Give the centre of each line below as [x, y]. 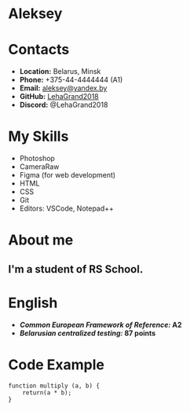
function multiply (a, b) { [54, 386]
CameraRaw [39, 167]
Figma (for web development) [68, 175]
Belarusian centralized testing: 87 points [88, 333]
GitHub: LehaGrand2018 [59, 97]
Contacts [39, 50]
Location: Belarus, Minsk [60, 72]
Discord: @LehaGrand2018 [64, 105]
